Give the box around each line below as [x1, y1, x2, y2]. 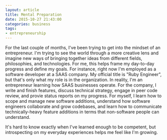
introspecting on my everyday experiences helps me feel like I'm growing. [5, 129, 158, 135]
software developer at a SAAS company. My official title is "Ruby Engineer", [5, 72, 162, 77]
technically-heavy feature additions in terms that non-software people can [5, 109, 159, 115]
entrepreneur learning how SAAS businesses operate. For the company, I [5, 82, 157, 88]
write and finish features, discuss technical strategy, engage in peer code [5, 88, 157, 93]
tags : [5, 26, 17, 31]
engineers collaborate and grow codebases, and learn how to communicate [5, 104, 162, 109]
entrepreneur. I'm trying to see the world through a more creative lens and [5, 50, 159, 56]
